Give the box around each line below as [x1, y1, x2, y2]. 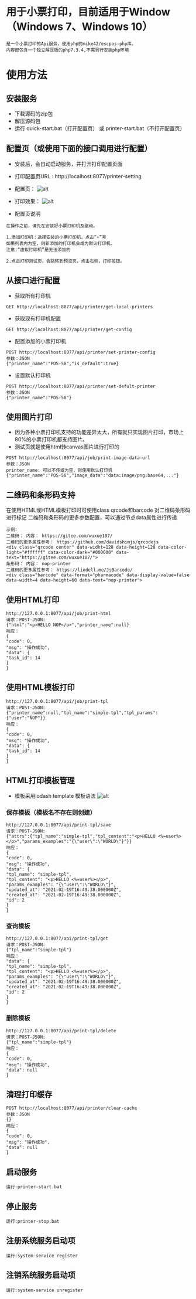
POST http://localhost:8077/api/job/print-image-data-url [6, 455, 150, 461]
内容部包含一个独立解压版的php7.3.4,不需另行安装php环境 [6, 47, 129, 53]
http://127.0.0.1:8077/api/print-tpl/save [6, 822, 111, 828]
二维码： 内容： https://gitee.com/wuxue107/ [6, 533, 113, 539]
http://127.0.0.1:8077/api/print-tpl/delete [6, 1028, 116, 1033]
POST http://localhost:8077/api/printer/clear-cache [6, 1106, 137, 1111]
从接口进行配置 [6, 276, 60, 285]
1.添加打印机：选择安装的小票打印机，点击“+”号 [6, 234, 106, 240]
